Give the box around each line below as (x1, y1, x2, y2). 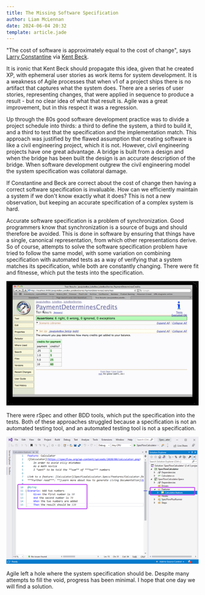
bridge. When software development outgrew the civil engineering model (6, 161, 190, 168)
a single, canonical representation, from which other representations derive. (6, 237, 197, 244)
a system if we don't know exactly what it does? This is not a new (6, 192, 171, 200)
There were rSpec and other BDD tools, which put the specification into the (6, 412, 195, 419)
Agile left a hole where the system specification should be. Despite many (6, 570, 190, 577)
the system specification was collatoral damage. (6, 168, 128, 175)
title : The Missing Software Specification (6, 10, 119, 16)
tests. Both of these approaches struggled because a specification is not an (6, 418, 197, 425)
